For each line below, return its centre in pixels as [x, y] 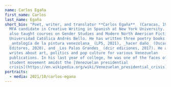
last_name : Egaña [23, 19]
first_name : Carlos [26, 15]
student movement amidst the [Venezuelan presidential [69, 62]
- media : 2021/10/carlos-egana [43, 77]
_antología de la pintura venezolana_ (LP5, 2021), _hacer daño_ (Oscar [88, 43]
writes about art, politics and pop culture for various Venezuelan [84, 53]
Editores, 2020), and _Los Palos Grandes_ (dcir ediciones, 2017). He [86, 48]
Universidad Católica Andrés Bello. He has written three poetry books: [88, 39]
